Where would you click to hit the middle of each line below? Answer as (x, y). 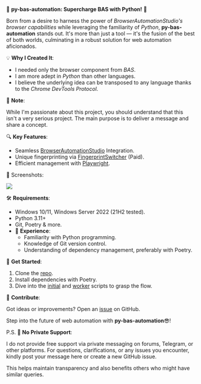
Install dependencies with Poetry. (56, 279)
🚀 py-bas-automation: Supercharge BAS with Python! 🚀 (77, 9)
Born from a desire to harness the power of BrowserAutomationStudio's (95, 21)
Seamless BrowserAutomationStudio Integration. (74, 150)
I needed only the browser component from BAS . (75, 70)
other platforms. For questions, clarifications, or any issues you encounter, (98, 350)
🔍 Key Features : (27, 137)
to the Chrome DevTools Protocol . (57, 89)
